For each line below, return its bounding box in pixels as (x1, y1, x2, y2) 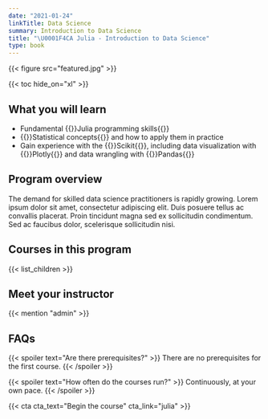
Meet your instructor (8, 287, 115, 301)
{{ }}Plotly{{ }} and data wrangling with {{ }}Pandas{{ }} (19, 149, 195, 159)
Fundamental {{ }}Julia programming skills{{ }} (19, 124, 170, 133)
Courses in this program (8, 242, 132, 257)
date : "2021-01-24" (8, 11, 74, 20)
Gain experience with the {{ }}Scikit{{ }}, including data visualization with (19, 140, 257, 150)
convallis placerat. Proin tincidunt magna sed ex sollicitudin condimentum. (8, 210, 254, 221)
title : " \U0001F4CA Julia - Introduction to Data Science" (8, 34, 210, 43)
